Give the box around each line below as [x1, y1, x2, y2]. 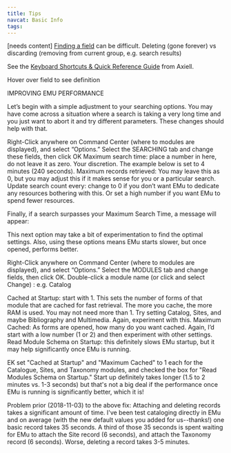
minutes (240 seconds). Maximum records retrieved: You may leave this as [7, 167, 220, 176]
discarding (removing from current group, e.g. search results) [7, 49, 182, 57]
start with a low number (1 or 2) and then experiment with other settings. [7, 330, 212, 339]
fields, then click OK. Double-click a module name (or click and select [7, 273, 205, 281]
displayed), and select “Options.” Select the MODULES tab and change [7, 266, 208, 274]
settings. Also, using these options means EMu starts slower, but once [7, 238, 207, 246]
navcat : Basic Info [7, 17, 63, 23]
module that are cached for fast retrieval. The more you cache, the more [7, 301, 212, 310]
